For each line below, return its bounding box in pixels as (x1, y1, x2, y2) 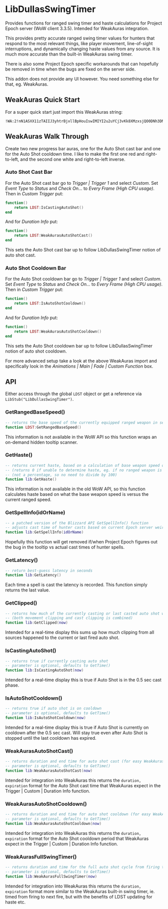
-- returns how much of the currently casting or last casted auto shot (5, 611, 160, 616)
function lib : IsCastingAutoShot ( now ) (5, 668, 84, 673)
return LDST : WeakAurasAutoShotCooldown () (14, 329, 101, 334)
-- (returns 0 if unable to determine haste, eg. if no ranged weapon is (5, 467, 162, 473)
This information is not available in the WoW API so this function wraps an (5, 434, 157, 440)
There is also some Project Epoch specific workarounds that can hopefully (5, 61, 159, 67)
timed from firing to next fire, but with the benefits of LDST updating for (5, 893, 152, 899)
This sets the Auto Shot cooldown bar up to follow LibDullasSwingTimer (5, 343, 152, 349)
